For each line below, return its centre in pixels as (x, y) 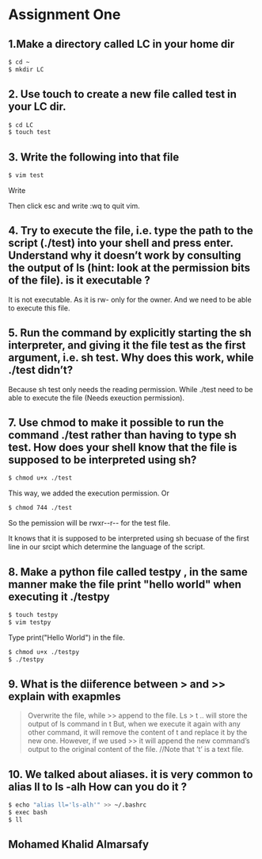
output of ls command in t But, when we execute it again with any (134, 724)
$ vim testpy (30, 622)
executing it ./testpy (59, 597)
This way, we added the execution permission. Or (89, 493)
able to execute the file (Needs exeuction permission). (96, 398)
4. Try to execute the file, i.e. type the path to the (131, 231)
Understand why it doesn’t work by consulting (125, 256)
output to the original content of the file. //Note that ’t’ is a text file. (135, 749)
